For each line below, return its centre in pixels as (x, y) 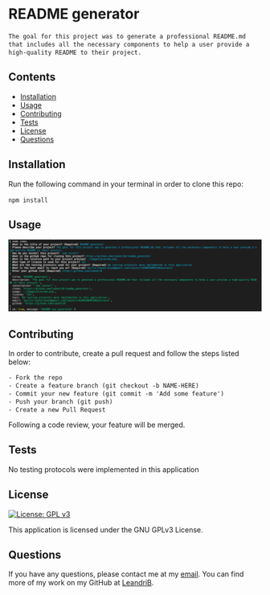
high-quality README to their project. (75, 52)
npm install (28, 200)
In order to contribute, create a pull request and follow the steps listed (124, 353)
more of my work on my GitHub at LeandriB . (81, 583)
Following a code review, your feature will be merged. (97, 425)
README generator (74, 14)
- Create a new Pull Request (57, 410)
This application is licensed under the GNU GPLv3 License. (106, 529)
